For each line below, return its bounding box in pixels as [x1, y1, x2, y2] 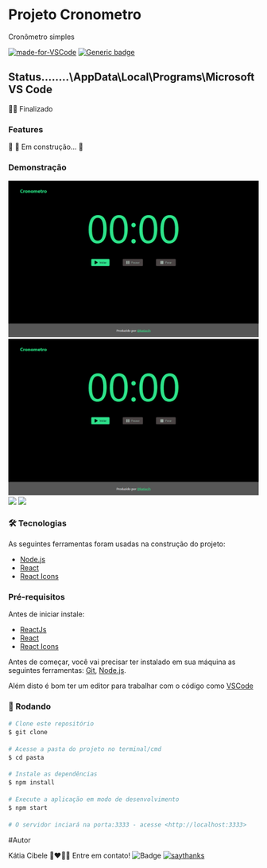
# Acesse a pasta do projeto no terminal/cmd [8, 745, 161, 753]
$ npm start [8, 803, 48, 811]
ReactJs [19, 624, 47, 634]
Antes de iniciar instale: [8, 609, 85, 619]
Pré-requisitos [8, 591, 65, 602]
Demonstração [8, 162, 68, 173]
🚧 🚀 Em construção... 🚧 [8, 142, 83, 152]
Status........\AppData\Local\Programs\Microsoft [8, 70, 255, 84]
